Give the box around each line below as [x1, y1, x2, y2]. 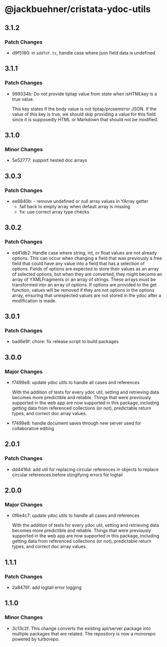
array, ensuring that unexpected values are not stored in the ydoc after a [11, 292, 161, 298]
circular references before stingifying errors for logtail [11, 472, 123, 478]
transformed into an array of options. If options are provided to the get [11, 281, 157, 287]
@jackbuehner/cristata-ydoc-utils [4, 4, 151, 15]
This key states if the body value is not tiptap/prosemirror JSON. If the [11, 106, 157, 112]
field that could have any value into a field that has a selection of [11, 260, 145, 266]
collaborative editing [11, 426, 54, 431]
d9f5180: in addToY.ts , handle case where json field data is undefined [11, 50, 155, 56]
